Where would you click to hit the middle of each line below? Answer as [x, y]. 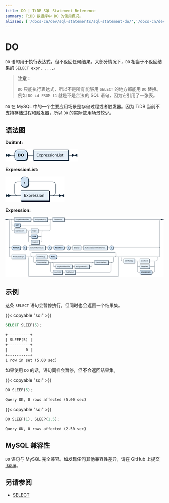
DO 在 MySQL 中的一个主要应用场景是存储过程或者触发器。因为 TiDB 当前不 [82, 107]
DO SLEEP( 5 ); [19, 390]
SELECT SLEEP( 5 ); [23, 325]
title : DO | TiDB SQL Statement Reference [50, 11]
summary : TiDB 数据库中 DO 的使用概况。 [44, 16]
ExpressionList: [22, 170]
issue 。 [13, 465]
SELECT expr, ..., [34, 68]
